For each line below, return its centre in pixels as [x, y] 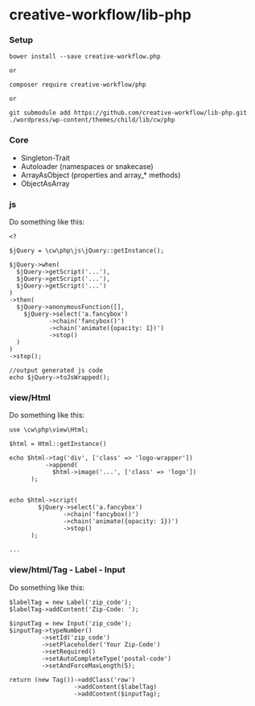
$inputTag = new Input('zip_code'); [70, 623]
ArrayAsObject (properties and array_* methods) [101, 175]
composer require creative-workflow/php [78, 85]
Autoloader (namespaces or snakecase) [87, 166]
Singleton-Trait [45, 158]
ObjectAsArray [45, 184]
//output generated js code [56, 371]
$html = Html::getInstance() [58, 444]
